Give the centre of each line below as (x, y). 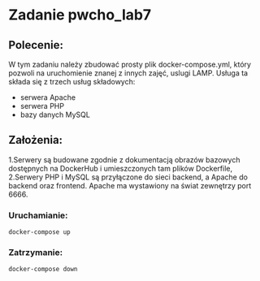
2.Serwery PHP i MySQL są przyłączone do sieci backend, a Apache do (128, 177)
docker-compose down (43, 270)
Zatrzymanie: (36, 253)
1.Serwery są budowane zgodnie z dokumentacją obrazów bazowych (124, 159)
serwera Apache (48, 97)
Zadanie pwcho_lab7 (80, 15)
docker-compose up (39, 232)
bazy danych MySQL (55, 115)
